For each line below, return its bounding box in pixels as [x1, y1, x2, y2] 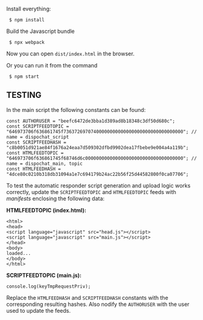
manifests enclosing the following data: [6, 195, 105, 202]
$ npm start [9, 74, 40, 80]
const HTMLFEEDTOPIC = [6, 150, 64, 156]
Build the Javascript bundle [6, 27, 75, 35]
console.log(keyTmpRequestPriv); [6, 283, 91, 290]
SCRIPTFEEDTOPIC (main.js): [6, 271, 82, 279]
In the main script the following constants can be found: [6, 106, 146, 113]
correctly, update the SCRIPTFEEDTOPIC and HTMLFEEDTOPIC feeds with [6, 188, 176, 195]
